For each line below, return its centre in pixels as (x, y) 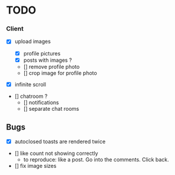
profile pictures (42, 53)
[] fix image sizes (36, 166)
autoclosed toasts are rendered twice (60, 141)
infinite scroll (30, 84)
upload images (33, 41)
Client (15, 29)
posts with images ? (48, 60)
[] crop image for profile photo (60, 73)
